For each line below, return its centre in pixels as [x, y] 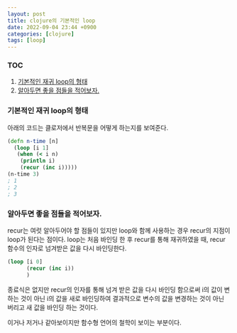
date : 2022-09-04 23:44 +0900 [52, 27]
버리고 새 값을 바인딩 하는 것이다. [53, 307]
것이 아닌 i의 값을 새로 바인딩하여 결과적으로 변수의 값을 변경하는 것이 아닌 [122, 298]
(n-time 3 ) [23, 174]
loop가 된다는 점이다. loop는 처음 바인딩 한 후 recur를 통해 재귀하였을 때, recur [116, 239]
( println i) [38, 161]
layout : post [27, 14]
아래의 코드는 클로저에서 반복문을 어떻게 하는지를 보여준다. [88, 127]
